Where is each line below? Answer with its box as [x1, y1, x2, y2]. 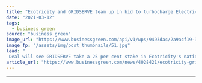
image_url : [6, 37, 34, 43]
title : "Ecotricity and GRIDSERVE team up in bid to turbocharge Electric [6, 8, 198, 15]
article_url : [6, 59, 39, 65]
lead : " [6, 48, 26, 54]
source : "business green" [6, 31, 71, 37]
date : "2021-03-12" [6, 14, 55, 20]
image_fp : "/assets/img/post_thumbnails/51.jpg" [6, 43, 130, 49]
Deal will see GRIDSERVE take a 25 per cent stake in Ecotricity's [8, 54, 182, 60]
